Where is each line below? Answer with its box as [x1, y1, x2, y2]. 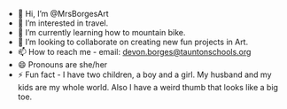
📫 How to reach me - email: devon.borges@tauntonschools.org [17, 47, 252, 57]
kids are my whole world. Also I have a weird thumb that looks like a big [17, 82, 279, 92]
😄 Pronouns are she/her [17, 59, 108, 70]
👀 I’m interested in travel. [17, 18, 109, 28]
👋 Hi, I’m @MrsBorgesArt [17, 9, 109, 19]
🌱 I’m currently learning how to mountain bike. [17, 27, 186, 37]
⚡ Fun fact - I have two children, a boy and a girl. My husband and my [17, 69, 272, 80]
